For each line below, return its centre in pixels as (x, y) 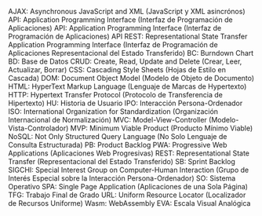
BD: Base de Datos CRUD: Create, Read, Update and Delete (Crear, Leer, (125, 61)
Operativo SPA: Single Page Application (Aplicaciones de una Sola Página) (128, 187)
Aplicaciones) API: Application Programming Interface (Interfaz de (115, 28)
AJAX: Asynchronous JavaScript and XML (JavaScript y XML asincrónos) (127, 11)
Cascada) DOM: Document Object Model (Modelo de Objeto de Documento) (131, 78)
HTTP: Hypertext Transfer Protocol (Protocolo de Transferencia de (116, 95)
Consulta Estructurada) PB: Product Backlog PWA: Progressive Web (118, 145)
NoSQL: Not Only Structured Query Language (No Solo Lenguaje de (118, 136)
